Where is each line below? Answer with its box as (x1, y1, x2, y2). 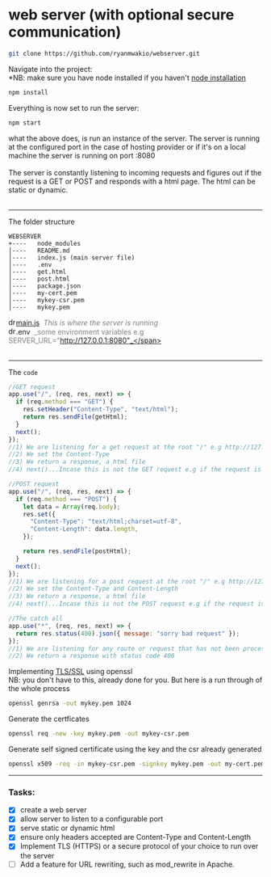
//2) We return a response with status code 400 (8, 652, 175, 660)
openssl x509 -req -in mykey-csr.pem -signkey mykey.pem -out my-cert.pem (8, 760, 265, 769)
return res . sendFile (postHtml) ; (23, 547, 131, 555)
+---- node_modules (8, 239, 81, 247)
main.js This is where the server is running (15, 318, 159, 327)
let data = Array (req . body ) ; (23, 503, 121, 511)
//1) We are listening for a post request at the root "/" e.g (8, 577, 226, 585)
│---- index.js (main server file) (8, 253, 135, 262)
